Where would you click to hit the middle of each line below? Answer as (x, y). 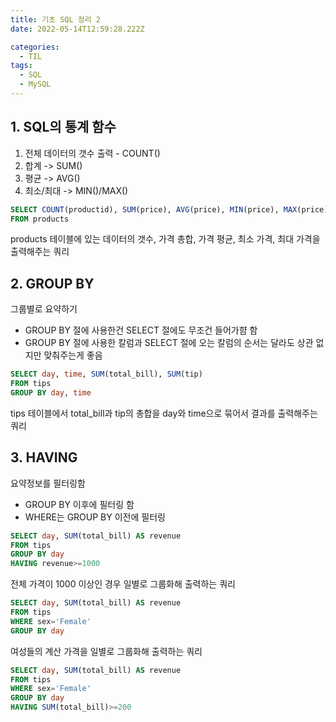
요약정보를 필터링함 (48, 483)
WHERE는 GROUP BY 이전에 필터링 (95, 517)
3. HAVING (44, 457)
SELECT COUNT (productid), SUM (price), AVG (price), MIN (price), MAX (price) (169, 209)
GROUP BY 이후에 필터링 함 (79, 504)
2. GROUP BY (52, 283)
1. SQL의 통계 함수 (63, 127)
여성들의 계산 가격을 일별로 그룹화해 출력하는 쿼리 (106, 651)
